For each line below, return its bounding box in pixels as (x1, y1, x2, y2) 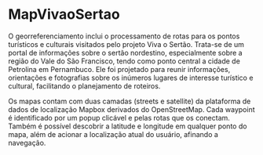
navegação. (8, 138, 46, 147)
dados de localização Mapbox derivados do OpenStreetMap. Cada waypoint (8, 104, 255, 114)
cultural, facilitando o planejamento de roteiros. (8, 81, 161, 91)
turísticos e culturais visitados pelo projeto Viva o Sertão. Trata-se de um (8, 39, 245, 49)
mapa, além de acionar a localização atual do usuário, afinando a (8, 129, 218, 139)
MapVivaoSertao (8, 5, 120, 23)
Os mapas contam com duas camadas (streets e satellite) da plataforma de (8, 96, 251, 106)
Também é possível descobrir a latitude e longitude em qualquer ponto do (8, 121, 247, 131)
